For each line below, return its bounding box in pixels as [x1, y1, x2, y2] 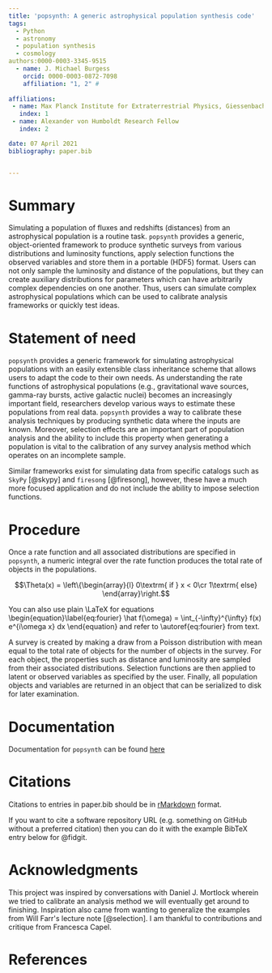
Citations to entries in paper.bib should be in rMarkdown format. [8, 799, 223, 809]
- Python [15, 27, 45, 35]
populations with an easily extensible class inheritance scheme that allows [8, 364, 257, 374]
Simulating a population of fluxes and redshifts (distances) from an [8, 223, 231, 233]
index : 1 [19, 110, 49, 118]
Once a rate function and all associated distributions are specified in [8, 547, 236, 557]
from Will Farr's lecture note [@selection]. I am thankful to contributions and [8, 914, 262, 924]
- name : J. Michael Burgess [15, 65, 111, 73]
